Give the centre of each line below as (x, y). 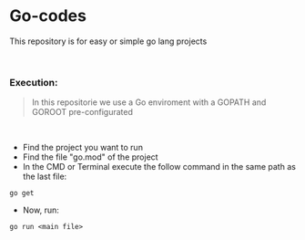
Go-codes (48, 16)
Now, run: (41, 210)
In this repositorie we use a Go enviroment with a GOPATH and (149, 102)
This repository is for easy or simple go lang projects (108, 41)
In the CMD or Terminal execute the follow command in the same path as (159, 167)
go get (22, 193)
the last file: (45, 177)
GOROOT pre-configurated (82, 112)
